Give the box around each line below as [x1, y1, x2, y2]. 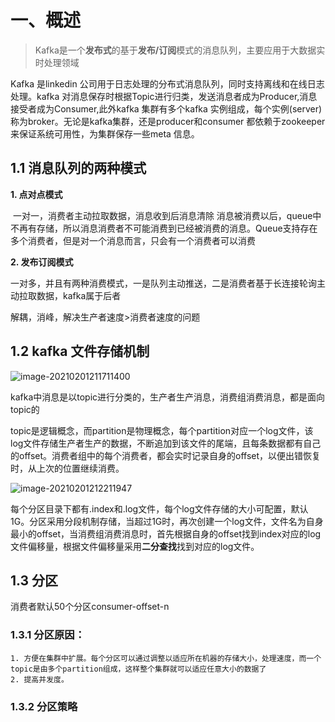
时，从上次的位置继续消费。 [10, 462, 125, 474]
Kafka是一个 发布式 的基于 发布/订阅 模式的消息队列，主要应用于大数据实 [34, 44, 326, 56]
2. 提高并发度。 [10, 674, 69, 685]
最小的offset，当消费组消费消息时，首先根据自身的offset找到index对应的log [10, 527, 322, 540]
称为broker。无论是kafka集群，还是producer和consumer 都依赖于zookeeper [10, 115, 326, 127]
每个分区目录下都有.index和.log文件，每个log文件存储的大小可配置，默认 [10, 502, 309, 515]
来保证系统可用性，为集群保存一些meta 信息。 [10, 127, 200, 140]
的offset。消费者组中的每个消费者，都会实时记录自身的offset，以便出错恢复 [10, 449, 322, 461]
